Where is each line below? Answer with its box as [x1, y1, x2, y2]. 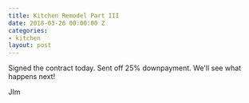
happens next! [8, 72, 56, 81]
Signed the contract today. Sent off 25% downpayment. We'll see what [8, 63, 242, 73]
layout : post [8, 42, 52, 50]
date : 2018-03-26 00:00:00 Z [8, 19, 105, 27]
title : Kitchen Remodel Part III [8, 11, 120, 20]
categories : [8, 26, 48, 34]
